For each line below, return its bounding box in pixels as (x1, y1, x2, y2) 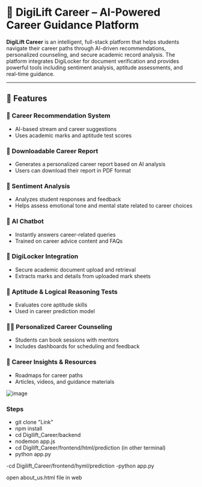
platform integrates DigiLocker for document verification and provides (6, 57, 179, 65)
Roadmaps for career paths (14, 371, 83, 379)
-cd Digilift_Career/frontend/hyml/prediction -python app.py (6, 462, 155, 469)
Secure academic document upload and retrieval (14, 266, 136, 273)
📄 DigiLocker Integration (6, 252, 79, 261)
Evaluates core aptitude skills (14, 301, 88, 308)
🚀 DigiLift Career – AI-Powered (6, 5, 161, 19)
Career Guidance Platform (6, 18, 139, 32)
